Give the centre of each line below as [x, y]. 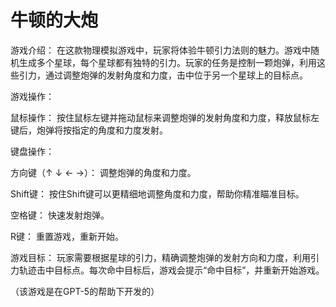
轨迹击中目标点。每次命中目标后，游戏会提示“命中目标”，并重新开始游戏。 [171, 270]
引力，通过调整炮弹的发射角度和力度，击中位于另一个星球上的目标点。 [163, 75]
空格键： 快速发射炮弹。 [60, 215]
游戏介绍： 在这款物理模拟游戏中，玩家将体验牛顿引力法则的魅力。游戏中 [160, 50]
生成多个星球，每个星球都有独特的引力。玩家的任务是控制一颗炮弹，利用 [167, 62]
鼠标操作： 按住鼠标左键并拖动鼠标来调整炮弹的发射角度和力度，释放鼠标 [160, 117]
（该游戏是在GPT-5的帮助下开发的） [85, 291]
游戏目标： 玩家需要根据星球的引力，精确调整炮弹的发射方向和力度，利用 [160, 257]
